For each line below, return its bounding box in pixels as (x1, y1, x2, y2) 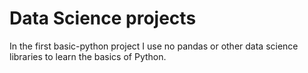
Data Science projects (9, 7, 197, 30)
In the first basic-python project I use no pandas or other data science (9, 40, 299, 52)
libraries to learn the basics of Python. (9, 50, 167, 62)
